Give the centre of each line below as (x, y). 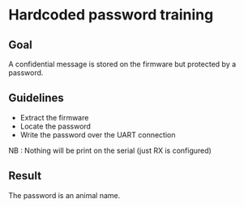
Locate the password (56, 126)
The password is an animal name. (64, 195)
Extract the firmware (54, 117)
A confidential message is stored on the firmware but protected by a (122, 64)
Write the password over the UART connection (98, 134)
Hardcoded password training (111, 15)
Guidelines (36, 98)
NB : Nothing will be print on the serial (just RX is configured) (110, 150)
